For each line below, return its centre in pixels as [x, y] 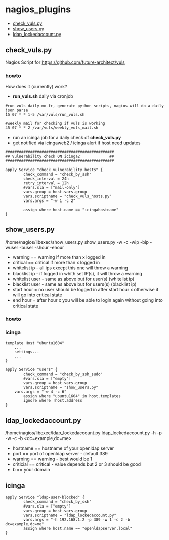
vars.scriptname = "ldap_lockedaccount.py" [70, 515]
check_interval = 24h [46, 179]
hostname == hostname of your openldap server [63, 448]
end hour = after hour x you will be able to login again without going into [88, 300]
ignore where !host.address [53, 401]
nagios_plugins [38, 9]
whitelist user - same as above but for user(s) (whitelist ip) [73, 279]
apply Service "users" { [31, 370]
